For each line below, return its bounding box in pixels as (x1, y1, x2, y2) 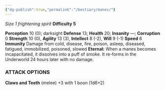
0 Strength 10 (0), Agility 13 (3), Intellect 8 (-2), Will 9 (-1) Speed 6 (5, 35, 142, 41)
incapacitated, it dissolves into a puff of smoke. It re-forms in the (5, 51, 136, 57)
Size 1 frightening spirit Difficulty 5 (5, 21, 76, 27)
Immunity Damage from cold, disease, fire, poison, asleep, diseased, (5, 40, 145, 47)
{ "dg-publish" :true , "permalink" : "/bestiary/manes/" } (5, 7, 116, 12)
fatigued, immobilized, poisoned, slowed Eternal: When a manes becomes (5, 46, 156, 52)
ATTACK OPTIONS (5, 68, 50, 75)
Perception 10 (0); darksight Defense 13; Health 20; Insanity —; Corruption (5, 30, 160, 36)
